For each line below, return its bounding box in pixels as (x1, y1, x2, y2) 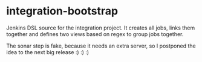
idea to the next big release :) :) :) (6, 48, 90, 55)
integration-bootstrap (6, 4, 119, 18)
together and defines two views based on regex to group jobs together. (6, 30, 184, 37)
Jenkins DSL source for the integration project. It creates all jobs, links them (6, 24, 195, 31)
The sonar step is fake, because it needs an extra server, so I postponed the (6, 42, 196, 49)
